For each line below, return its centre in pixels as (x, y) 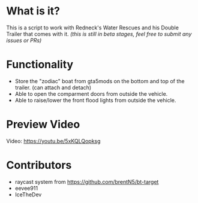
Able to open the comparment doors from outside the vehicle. (91, 93)
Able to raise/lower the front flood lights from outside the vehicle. (95, 100)
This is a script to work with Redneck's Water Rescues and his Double (92, 28)
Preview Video (43, 125)
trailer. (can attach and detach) (53, 87)
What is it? (33, 11)
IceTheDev (28, 194)
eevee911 (26, 188)
